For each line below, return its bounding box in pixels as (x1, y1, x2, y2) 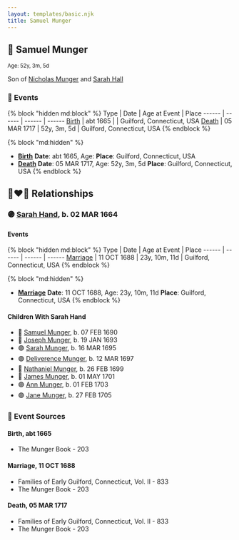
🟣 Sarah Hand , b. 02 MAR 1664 (7, 209, 118, 219)
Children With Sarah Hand (7, 312, 86, 321)
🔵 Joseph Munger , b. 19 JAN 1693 (17, 336, 118, 345)
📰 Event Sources (7, 412, 66, 422)
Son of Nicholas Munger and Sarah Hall (7, 75, 123, 83)
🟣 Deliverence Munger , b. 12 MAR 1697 (17, 355, 134, 363)
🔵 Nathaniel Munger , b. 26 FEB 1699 (17, 365, 124, 373)
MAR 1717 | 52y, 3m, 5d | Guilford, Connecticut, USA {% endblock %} (7, 124, 211, 133)
